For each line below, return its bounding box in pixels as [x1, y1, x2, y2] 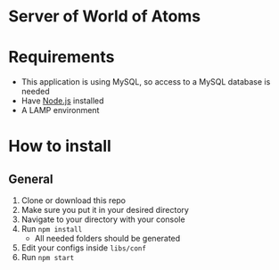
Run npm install [21, 224, 83, 234]
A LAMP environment [21, 105, 100, 116]
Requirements [8, 47, 115, 68]
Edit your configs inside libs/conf [21, 242, 146, 253]
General [8, 171, 54, 186]
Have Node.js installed [21, 95, 104, 106]
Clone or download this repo [21, 195, 127, 206]
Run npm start [21, 252, 75, 263]
